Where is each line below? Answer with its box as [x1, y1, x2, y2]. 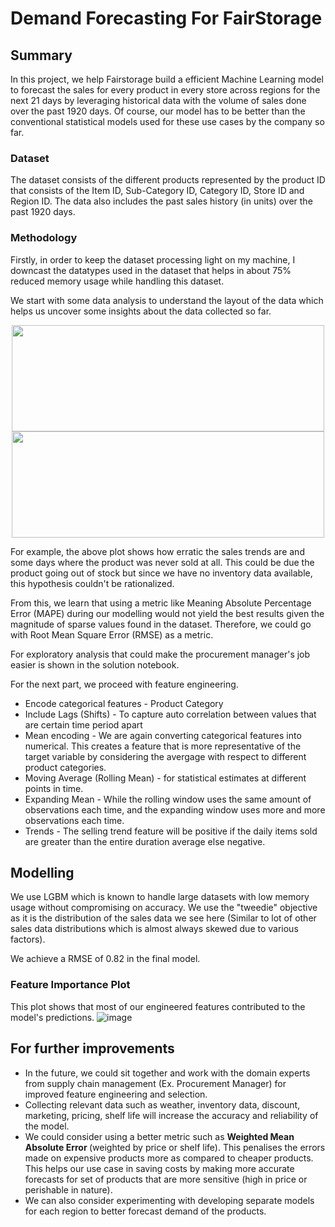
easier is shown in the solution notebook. [10, 658, 180, 671]
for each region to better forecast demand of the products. [24, 1205, 267, 1217]
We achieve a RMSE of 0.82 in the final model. [10, 953, 201, 965]
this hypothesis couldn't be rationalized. [10, 577, 175, 589]
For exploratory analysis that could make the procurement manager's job [10, 648, 311, 660]
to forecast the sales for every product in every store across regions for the [10, 84, 321, 96]
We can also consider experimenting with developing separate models [24, 1194, 315, 1206]
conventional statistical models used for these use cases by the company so [10, 116, 325, 127]
